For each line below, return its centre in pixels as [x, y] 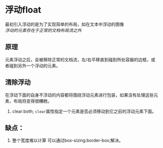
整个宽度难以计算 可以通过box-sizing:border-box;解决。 [68, 140]
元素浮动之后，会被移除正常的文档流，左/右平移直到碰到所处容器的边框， [78, 59]
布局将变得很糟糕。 [33, 101]
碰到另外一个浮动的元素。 [35, 65]
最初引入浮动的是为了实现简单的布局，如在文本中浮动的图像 [65, 24]
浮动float [23, 10]
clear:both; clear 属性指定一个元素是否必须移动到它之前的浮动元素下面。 [84, 111]
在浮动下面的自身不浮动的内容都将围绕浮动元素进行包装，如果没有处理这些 [79, 95]
